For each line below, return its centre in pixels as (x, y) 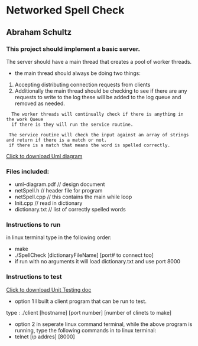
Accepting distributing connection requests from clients (82, 84)
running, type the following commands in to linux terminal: (85, 330)
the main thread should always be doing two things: (77, 73)
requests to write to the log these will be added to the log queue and (98, 97)
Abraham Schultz (39, 32)
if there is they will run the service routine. (72, 125)
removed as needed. (40, 103)
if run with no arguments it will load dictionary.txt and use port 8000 (98, 262)
